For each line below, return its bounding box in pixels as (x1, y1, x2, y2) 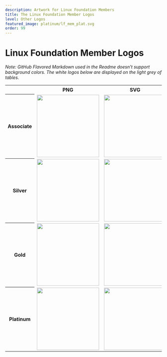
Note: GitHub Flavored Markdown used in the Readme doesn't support (5, 64, 150, 70)
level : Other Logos (5, 16, 46, 21)
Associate (7, 123, 32, 130)
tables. (5, 74, 19, 80)
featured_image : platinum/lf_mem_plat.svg (5, 21, 94, 26)
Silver (12, 187, 27, 194)
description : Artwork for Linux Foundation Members (5, 7, 114, 12)
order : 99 (5, 26, 26, 31)
